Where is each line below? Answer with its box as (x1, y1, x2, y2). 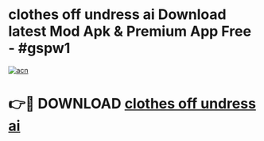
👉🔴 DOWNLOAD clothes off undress (8, 95, 257, 112)
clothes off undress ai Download (8, 6, 227, 24)
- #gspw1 (8, 40, 71, 57)
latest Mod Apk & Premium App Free (8, 22, 252, 40)
